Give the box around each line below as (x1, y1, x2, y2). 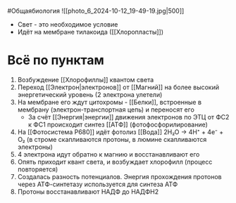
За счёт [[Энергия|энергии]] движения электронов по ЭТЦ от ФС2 (27, 112, 230, 121)
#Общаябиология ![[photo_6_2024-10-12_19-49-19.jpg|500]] (7, 7, 185, 15)
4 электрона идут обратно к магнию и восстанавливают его (17, 150, 200, 158)
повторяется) (17, 165, 58, 173)
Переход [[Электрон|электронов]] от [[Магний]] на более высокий (17, 83, 220, 91)
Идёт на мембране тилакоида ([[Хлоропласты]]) (17, 28, 164, 36)
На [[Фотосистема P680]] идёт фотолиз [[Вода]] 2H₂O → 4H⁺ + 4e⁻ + (17, 127, 224, 136)
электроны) (17, 143, 53, 151)
